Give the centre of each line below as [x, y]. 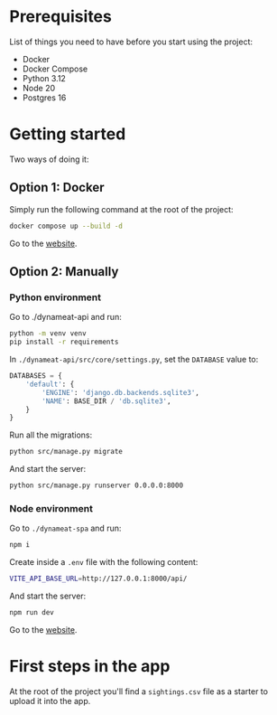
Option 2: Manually [64, 272]
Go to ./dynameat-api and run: [65, 317]
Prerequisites [61, 17]
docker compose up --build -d [66, 226]
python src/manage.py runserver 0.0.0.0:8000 [96, 485]
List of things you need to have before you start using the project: [131, 42]
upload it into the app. [50, 701]
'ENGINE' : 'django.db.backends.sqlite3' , [121, 392]
